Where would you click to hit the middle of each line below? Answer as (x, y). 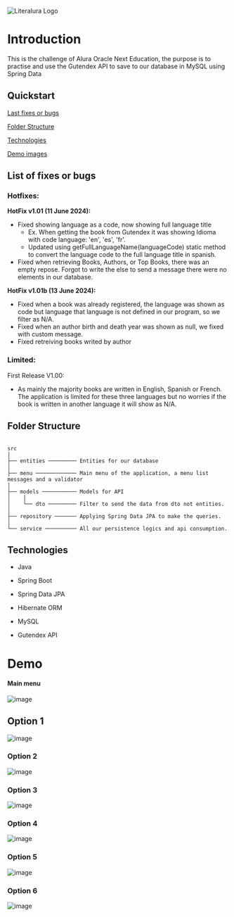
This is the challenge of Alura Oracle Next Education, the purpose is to (109, 58)
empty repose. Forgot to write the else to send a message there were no (122, 270)
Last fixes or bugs (33, 113)
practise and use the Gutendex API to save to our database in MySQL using (116, 66)
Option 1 (26, 721)
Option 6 (22, 890)
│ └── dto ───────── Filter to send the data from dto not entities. (116, 504)
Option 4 (22, 823)
